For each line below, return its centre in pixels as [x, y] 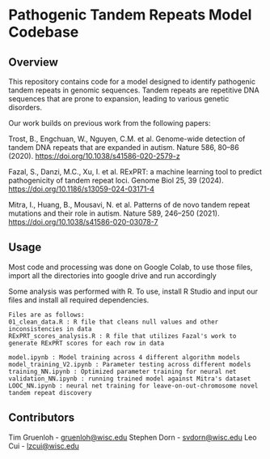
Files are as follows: [46, 315]
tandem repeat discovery [50, 393]
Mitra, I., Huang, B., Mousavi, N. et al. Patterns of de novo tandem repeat [129, 205]
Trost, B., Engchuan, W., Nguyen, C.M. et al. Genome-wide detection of [127, 139]
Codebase [44, 32]
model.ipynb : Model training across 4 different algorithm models [124, 357]
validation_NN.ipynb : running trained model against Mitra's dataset [130, 379]
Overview [34, 62]
